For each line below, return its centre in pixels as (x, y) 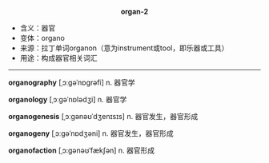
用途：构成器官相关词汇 (58, 58)
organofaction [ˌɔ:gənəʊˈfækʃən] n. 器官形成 (82, 150)
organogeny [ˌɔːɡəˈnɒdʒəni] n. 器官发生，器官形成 (91, 133)
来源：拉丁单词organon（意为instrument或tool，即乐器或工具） (124, 48)
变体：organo (42, 38)
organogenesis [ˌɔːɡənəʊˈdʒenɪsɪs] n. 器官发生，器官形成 (103, 116)
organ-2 (134, 12)
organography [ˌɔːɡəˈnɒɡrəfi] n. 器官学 (72, 82)
